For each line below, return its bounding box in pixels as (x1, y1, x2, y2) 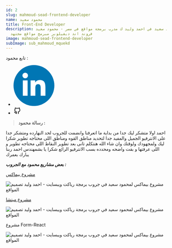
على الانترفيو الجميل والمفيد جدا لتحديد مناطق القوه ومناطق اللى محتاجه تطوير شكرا (6, 135, 166, 141)
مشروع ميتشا (6, 196, 32, 202)
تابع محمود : (6, 55, 29, 61)
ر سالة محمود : (18, 120, 45, 126)
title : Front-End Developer (6, 21, 66, 27)
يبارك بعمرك (6, 151, 30, 157)
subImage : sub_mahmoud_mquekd (6, 41, 70, 46)
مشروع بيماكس (6, 171, 35, 177)
